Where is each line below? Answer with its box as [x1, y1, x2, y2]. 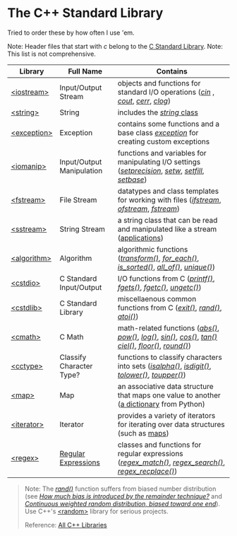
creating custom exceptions [117, 136, 210, 146]
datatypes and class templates [117, 186, 219, 196]
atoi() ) [117, 311, 139, 321]
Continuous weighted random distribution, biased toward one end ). [24, 499, 221, 508]
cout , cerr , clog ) [117, 95, 171, 105]
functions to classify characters [117, 352, 222, 362]
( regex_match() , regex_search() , [117, 458, 226, 467]
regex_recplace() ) [117, 466, 178, 476]
